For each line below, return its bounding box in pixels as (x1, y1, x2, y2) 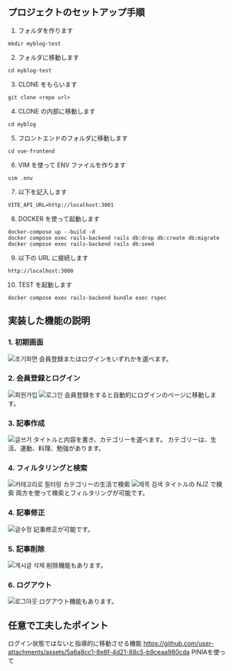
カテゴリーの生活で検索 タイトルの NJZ (63, 480, 209, 489)
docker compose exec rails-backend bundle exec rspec (8, 294, 167, 301)
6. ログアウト (8, 580, 52, 590)
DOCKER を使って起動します (17, 214, 100, 223)
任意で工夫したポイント (8, 620, 108, 631)
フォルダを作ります (17, 26, 74, 35)
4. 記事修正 (8, 508, 45, 518)
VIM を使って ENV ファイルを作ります (17, 160, 126, 169)
